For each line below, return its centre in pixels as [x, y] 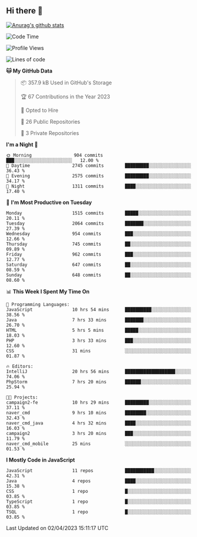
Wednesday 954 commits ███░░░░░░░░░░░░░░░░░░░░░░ [99, 233]
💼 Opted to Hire [40, 110]
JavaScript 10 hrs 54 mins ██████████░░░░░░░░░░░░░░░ [99, 309]
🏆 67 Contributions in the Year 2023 [65, 96]
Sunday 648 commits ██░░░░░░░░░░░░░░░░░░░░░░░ [99, 275]
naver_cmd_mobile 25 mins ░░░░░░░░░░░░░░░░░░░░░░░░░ [99, 444]
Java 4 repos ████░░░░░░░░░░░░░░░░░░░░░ [99, 481]
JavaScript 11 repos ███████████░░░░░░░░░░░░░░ [99, 470]
